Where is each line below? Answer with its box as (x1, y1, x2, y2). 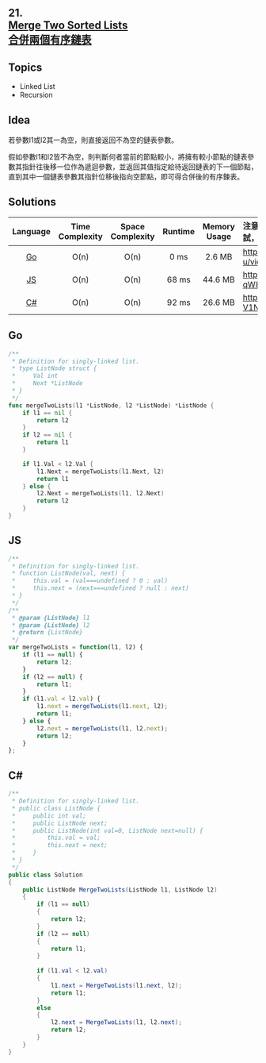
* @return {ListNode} (11, 629, 83, 637)
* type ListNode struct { (11, 364, 97, 372)
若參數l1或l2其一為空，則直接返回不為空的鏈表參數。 (8, 135, 179, 145)
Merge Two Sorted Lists (8, 19, 128, 33)
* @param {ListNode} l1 (11, 614, 90, 622)
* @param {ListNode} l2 (11, 621, 90, 630)
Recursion (19, 91, 53, 100)
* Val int (11, 372, 59, 380)
